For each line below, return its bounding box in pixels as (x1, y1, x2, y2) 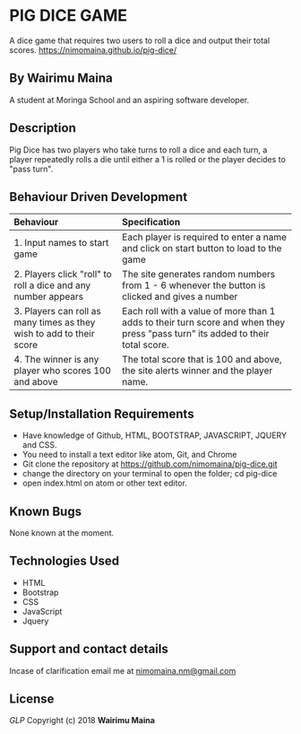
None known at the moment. (9, 528, 115, 538)
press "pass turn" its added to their (122, 328, 270, 340)
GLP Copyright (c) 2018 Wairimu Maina (9, 715, 155, 726)
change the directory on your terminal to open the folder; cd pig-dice (21, 468, 278, 479)
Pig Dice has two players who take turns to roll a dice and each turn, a (9, 144, 268, 155)
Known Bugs (9, 503, 82, 519)
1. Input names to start (13, 237, 109, 249)
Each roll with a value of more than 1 (122, 305, 276, 318)
